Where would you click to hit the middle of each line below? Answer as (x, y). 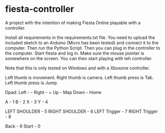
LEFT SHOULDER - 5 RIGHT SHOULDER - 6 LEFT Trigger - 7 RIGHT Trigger (82, 111)
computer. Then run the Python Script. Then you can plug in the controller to (83, 48)
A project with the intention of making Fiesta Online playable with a (73, 23)
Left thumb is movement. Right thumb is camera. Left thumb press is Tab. (80, 77)
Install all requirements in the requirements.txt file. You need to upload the (80, 37)
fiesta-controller (40, 9)
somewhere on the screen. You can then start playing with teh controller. (79, 58)
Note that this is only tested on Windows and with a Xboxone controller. (78, 68)
